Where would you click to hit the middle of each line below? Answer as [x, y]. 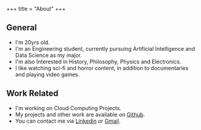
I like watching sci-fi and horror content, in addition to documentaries [102, 68]
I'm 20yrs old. [32, 42]
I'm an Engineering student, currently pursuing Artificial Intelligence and [105, 48]
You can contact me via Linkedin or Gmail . [68, 121]
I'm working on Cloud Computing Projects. [68, 108]
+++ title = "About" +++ [36, 9]
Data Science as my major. [48, 55]
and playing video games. [47, 74]
